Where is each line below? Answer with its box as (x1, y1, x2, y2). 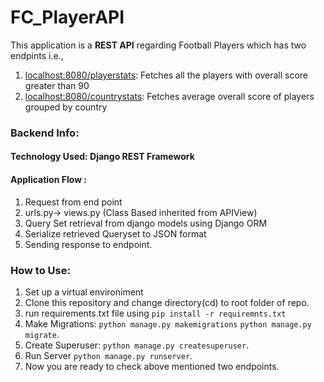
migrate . (24, 328, 60, 340)
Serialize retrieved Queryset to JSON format (24, 227, 207, 240)
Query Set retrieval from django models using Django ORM (24, 217, 268, 229)
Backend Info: (10, 126, 80, 140)
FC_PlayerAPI (10, 6, 125, 29)
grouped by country (24, 101, 108, 113)
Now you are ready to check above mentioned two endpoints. (24, 360, 280, 372)
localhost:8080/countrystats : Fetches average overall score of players (24, 90, 315, 102)
